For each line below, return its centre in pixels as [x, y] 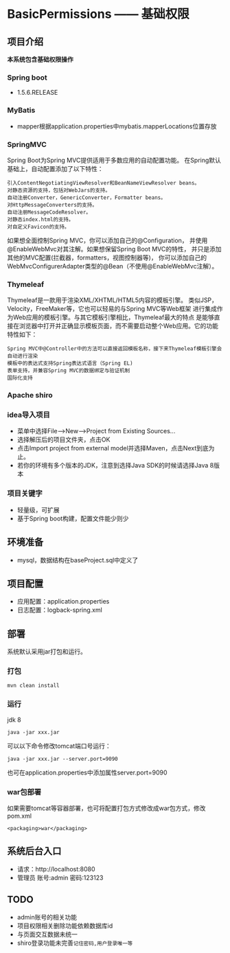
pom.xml [20, 816]
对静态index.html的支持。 [41, 219]
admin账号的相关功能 [47, 917]
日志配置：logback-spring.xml [60, 610]
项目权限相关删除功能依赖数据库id [65, 926]
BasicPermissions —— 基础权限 [99, 14]
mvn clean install [33, 686]
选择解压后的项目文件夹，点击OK [64, 439]
